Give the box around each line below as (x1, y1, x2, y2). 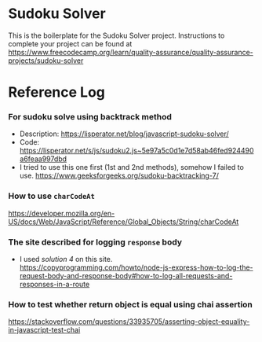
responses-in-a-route (19, 280, 90, 289)
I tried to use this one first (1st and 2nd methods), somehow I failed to (19, 163, 245, 172)
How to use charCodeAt (8, 190, 96, 201)
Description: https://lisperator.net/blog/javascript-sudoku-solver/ (19, 129, 229, 138)
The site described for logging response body (8, 237, 183, 248)
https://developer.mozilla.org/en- (8, 208, 115, 218)
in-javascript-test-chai (8, 325, 81, 335)
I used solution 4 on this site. (19, 255, 113, 264)
